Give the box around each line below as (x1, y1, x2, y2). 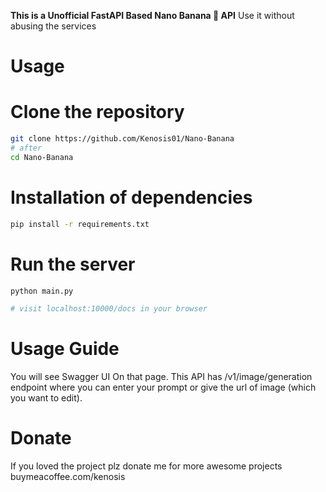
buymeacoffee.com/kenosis (10, 471, 126, 483)
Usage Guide (10, 338, 120, 360)
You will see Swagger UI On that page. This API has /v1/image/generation (10, 371, 313, 383)
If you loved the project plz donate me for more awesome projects (10, 460, 283, 472)
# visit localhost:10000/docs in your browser (10, 304, 208, 314)
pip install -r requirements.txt (10, 219, 150, 229)
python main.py (10, 286, 74, 296)
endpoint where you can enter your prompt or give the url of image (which (10, 381, 317, 394)
